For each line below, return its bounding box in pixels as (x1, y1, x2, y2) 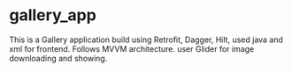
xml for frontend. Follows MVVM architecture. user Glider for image (9, 43, 255, 54)
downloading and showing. (9, 53, 108, 63)
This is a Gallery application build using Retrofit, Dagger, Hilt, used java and (9, 34, 283, 45)
